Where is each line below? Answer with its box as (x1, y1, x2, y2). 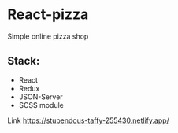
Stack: (7, 54, 40, 68)
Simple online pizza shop (7, 31, 89, 41)
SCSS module (18, 100, 64, 109)
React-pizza (7, 6, 89, 24)
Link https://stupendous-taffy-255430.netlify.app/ (7, 116, 170, 125)
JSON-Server (18, 92, 64, 102)
